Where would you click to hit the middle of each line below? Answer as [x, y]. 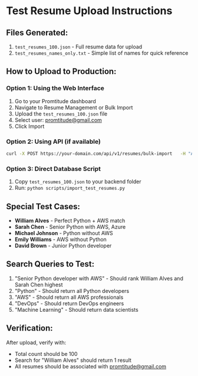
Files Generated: [37, 33]
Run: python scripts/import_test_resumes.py [70, 188]
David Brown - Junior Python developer [63, 245]
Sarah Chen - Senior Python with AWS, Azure [70, 227]
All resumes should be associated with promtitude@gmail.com [90, 366]
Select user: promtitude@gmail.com [58, 120]
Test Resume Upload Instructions [89, 11]
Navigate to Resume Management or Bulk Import [74, 107]
